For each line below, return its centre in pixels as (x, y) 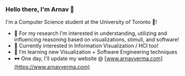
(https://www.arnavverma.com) (52, 67)
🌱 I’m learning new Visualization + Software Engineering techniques (96, 52)
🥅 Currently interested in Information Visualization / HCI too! (86, 46)
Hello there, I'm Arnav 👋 (40, 9)
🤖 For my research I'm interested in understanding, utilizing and (90, 33)
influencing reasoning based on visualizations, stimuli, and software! (96, 40)
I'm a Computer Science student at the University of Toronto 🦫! (81, 22)
